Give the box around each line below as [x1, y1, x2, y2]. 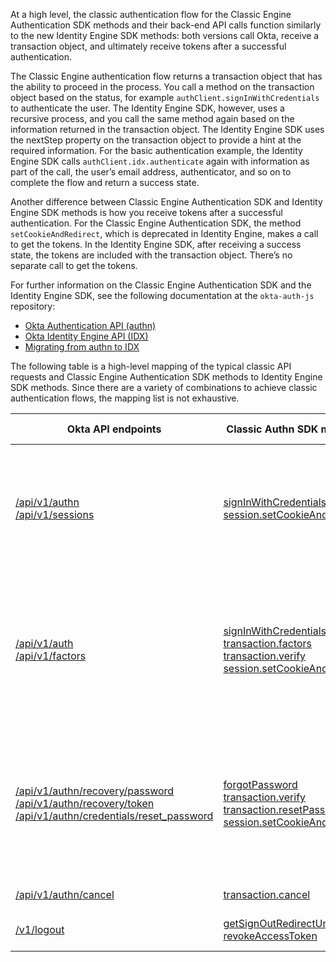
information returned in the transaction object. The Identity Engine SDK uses [10, 124, 325, 135]
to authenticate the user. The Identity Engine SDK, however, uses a [10, 102, 285, 114]
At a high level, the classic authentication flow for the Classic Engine [10, 9, 292, 20]
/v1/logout [15, 923, 65, 936]
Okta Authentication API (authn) [24, 320, 157, 331]
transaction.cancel [223, 888, 311, 901]
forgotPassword [223, 778, 298, 791]
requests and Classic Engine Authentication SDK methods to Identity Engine [10, 371, 323, 383]
